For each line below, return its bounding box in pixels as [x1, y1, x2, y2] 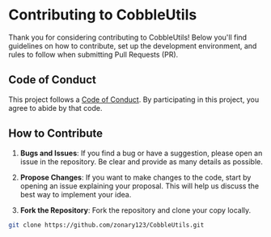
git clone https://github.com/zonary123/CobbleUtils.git [8, 221, 205, 229]
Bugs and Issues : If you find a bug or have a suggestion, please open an [19, 148, 263, 158]
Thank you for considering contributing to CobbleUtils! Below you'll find [8, 32, 248, 42]
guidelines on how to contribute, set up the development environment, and [8, 40, 257, 50]
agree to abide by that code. [8, 103, 103, 112]
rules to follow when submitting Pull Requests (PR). [8, 49, 179, 59]
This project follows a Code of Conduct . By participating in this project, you [8, 95, 260, 104]
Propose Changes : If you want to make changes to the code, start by [19, 172, 252, 182]
